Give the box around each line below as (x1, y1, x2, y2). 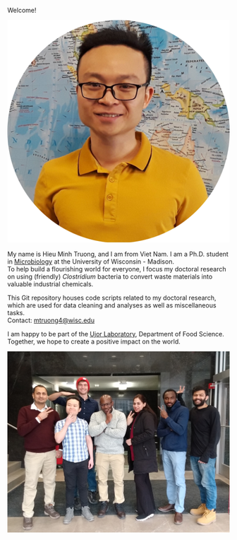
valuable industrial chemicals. (7, 280, 94, 288)
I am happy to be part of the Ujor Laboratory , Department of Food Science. (7, 330, 224, 338)
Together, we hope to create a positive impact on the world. (7, 337, 181, 346)
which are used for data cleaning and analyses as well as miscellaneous (7, 301, 217, 310)
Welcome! (7, 6, 37, 14)
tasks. (7, 309, 25, 317)
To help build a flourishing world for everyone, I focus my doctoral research (7, 265, 227, 273)
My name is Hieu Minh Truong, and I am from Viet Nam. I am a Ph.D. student (7, 250, 229, 258)
